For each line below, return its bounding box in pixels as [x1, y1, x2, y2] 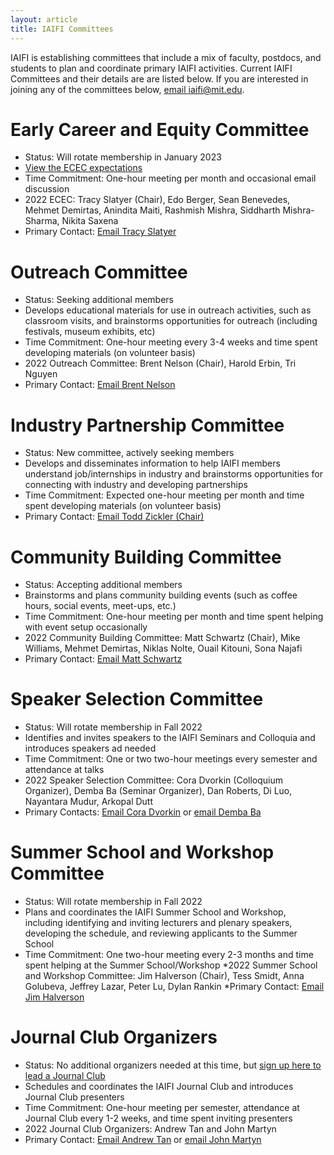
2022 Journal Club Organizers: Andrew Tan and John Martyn [24, 1123, 277, 1135]
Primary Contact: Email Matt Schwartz [24, 653, 183, 665]
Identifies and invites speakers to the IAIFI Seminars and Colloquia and [24, 732, 316, 744]
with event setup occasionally [24, 621, 148, 633]
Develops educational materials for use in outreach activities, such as [24, 304, 312, 316]
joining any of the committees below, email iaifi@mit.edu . [10, 83, 245, 95]
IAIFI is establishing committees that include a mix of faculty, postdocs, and [10, 51, 322, 63]
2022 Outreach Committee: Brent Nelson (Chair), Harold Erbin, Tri [24, 357, 297, 370]
